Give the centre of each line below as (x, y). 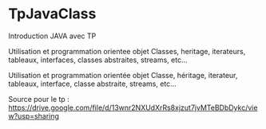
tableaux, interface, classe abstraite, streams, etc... (93, 84)
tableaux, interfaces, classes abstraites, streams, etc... (98, 60)
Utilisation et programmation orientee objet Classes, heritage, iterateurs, (127, 51)
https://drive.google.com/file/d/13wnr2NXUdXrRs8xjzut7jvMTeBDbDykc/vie (133, 107)
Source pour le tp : (39, 99)
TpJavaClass (52, 14)
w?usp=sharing (34, 115)
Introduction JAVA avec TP (52, 36)
